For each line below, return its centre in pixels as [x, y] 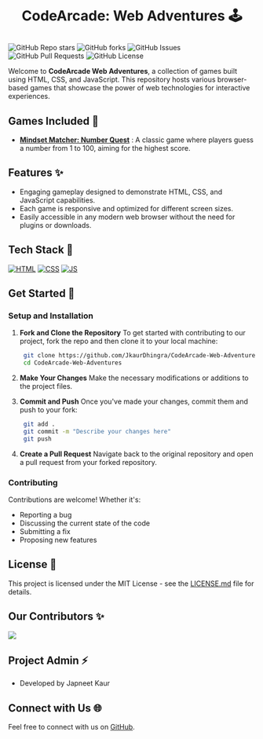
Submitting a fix [45, 531]
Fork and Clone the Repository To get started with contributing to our [132, 333]
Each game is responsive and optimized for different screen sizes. [126, 208]
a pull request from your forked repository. [88, 462]
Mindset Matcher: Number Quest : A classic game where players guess [136, 140]
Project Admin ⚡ [48, 660]
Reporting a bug [46, 514]
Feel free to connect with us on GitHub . [71, 727]
